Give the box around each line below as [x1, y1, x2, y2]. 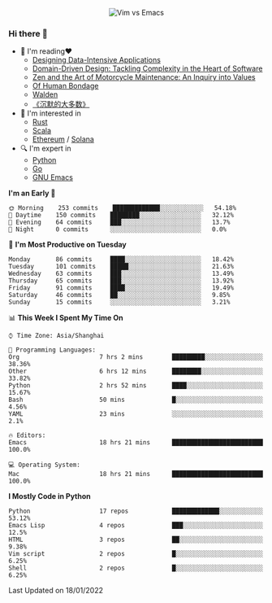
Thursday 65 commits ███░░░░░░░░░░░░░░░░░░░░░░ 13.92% [8, 277, 234, 285]
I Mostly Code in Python [8, 492, 91, 501]
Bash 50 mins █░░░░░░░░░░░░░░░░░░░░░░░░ [8, 395, 264, 404]
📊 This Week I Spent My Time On [8, 313, 123, 323]
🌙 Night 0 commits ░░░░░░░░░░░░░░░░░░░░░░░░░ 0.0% [8, 225, 227, 234]
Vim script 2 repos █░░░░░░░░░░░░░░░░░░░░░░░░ [8, 550, 264, 558]
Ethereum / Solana [32, 134, 95, 144]
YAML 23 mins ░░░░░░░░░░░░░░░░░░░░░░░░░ [8, 410, 264, 418]
